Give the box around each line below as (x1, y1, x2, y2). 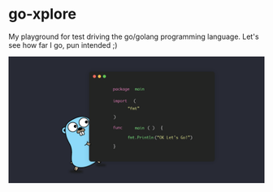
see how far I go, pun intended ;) (8, 40, 118, 49)
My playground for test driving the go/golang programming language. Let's (8, 32, 259, 41)
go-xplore (8, 5, 77, 23)
